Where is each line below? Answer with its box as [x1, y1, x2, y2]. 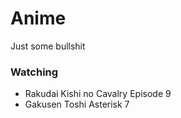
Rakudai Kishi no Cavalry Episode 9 [24, 88, 172, 100]
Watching [10, 65, 59, 79]
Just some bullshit [10, 40, 86, 52]
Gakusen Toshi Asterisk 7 [24, 98, 130, 111]
